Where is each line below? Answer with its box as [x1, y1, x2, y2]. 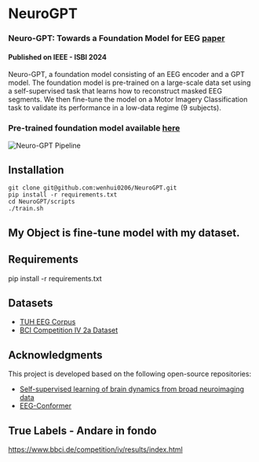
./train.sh [8, 205, 44, 213]
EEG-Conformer [19, 401, 72, 411]
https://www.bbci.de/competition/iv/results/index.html [8, 445, 183, 454]
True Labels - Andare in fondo [8, 423, 157, 437]
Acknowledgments [8, 348, 104, 361]
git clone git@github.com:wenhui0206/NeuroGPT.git [8, 184, 177, 192]
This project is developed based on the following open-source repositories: [8, 369, 252, 379]
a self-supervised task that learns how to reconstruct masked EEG [8, 86, 222, 96]
